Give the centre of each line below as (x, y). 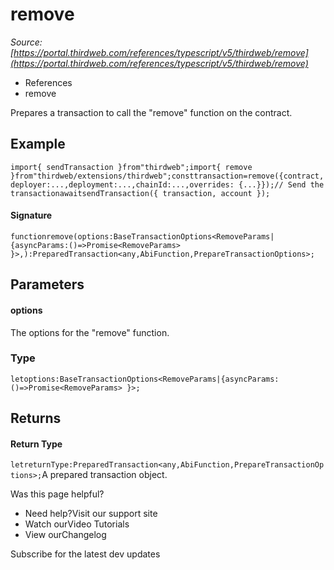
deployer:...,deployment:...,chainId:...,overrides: (122, 184)
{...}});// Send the (281, 184)
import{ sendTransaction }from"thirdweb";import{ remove (131, 167)
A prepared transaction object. (104, 475)
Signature (31, 215)
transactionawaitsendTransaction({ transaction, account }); (140, 193)
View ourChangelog (65, 535)
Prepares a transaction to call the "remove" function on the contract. (151, 112)
